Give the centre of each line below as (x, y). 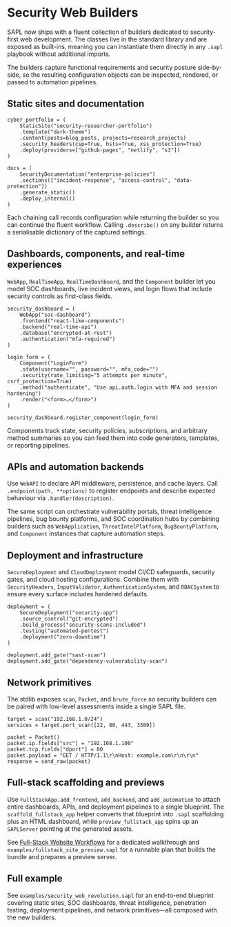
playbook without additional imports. (59, 54)
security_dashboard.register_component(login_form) (83, 417)
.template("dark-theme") (55, 132)
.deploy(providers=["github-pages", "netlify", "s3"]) (100, 150)
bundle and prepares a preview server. (62, 856)
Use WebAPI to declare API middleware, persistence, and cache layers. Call (113, 484)
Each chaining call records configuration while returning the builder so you (113, 217)
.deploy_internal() (48, 199)
